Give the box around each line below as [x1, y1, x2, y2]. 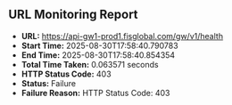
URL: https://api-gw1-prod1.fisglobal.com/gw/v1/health [21, 30, 224, 41]
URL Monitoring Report [8, 7, 139, 22]
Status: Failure [21, 77, 77, 88]
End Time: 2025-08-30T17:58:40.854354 [21, 49, 176, 61]
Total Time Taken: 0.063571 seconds [21, 59, 159, 69]
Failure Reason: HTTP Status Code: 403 [21, 87, 170, 98]
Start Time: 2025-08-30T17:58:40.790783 [21, 40, 179, 51]
